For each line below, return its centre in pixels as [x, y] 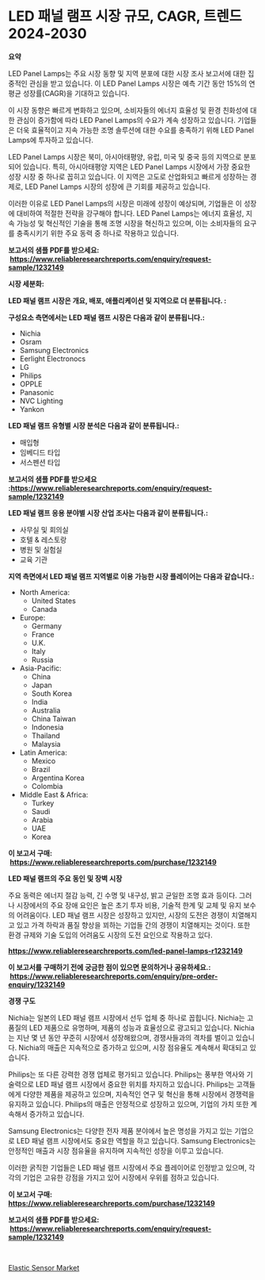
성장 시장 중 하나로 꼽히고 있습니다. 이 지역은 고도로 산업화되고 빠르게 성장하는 [129, 176]
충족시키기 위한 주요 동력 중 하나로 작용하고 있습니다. [98, 233]
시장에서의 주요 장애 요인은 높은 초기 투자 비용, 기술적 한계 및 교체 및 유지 [129, 905]
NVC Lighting [41, 401]
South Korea [52, 693]
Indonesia [47, 727]
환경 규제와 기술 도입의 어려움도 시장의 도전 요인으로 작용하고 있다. [110, 935]
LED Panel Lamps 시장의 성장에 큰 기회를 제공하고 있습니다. [118, 186]
